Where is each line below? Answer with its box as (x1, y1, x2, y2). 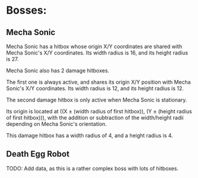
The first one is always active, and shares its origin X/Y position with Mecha (6, 78, 191, 85)
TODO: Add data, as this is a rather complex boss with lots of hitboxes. (6, 164, 179, 172)
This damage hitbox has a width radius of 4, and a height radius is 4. (6, 132, 173, 139)
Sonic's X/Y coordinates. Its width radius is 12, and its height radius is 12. (6, 85, 184, 92)
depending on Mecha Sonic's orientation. (6, 120, 107, 128)
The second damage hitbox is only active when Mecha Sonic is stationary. (6, 96, 187, 103)
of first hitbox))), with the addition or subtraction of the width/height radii (6, 114, 184, 121)
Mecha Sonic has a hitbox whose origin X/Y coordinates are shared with (6, 43, 183, 50)
